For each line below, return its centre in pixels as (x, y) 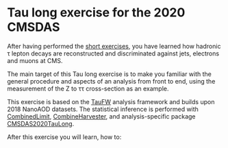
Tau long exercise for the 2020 (96, 13)
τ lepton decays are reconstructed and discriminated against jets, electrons (113, 53)
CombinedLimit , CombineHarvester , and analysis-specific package (102, 116)
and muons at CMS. (35, 60)
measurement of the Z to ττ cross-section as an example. (88, 88)
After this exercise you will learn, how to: (64, 137)
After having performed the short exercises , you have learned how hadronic (114, 46)
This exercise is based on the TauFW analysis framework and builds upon (111, 101)
